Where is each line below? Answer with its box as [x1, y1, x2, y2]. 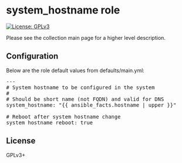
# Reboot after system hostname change [6, 113, 121, 120]
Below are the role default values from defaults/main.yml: [6, 67, 145, 74]
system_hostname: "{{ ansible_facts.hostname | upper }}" [6, 101, 177, 108]
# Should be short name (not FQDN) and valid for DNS [6, 96, 164, 103]
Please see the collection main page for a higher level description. [6, 34, 166, 41]
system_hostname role [6, 4, 120, 17]
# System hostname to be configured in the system [6, 84, 155, 91]
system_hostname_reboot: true [6, 119, 93, 126]
